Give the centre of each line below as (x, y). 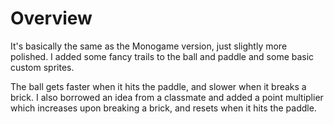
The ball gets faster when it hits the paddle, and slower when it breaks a (158, 86)
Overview (51, 18)
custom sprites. (42, 67)
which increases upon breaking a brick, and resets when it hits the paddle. (163, 108)
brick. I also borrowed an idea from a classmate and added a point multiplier (167, 97)
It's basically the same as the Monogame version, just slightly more (149, 46)
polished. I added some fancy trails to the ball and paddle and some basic (162, 56)
